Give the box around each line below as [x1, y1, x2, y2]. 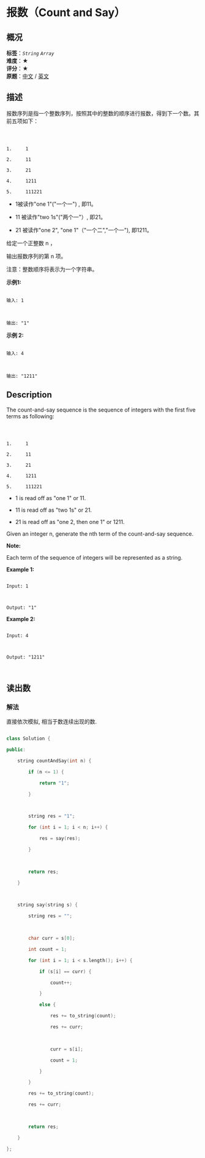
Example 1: [6, 566, 35, 573]
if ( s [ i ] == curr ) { [39, 968, 92, 974]
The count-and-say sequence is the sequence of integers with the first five [6, 406, 196, 413]
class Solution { [6, 735, 51, 742]
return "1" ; [39, 780, 70, 786]
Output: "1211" [6, 654, 45, 660]
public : [6, 747, 26, 753]
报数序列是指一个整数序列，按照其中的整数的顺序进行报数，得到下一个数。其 [6, 109, 199, 117]
